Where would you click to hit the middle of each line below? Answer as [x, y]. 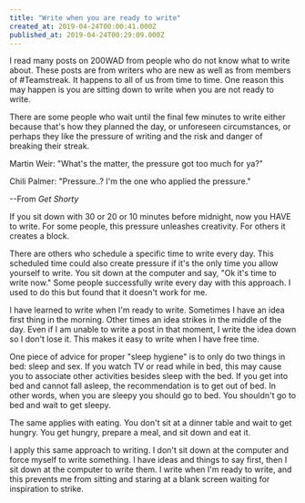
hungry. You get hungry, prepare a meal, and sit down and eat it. [130, 433]
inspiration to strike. [46, 489]
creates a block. [40, 236]
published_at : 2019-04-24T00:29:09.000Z [87, 35]
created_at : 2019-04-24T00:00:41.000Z [83, 26]
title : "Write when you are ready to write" [95, 18]
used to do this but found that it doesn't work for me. [108, 293]
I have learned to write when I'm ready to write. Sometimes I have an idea [147, 310]
